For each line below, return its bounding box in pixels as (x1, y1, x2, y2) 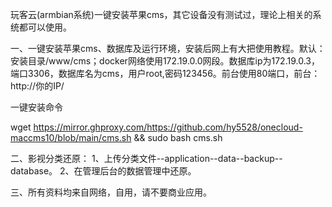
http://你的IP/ (10, 80, 65, 92)
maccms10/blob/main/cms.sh (10, 132, 132, 143)
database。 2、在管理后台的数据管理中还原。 (10, 165, 197, 177)
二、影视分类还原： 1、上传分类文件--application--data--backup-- (10, 153, 283, 164)
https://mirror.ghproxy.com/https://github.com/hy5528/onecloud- (33, 121, 303, 133)
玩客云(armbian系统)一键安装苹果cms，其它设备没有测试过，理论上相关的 (10, 9, 313, 20)
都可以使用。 (18, 21, 72, 33)
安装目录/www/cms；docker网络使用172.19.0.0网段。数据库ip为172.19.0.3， (10, 55, 320, 67)
